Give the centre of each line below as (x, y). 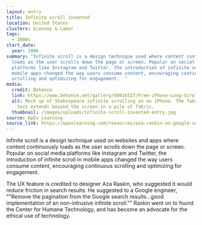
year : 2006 (25, 51)
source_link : (23, 124)
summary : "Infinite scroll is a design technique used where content (95, 56)
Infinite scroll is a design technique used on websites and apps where (93, 140)
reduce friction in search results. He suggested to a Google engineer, (92, 190)
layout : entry (24, 12)
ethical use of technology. (38, 216)
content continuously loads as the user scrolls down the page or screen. (96, 147)
